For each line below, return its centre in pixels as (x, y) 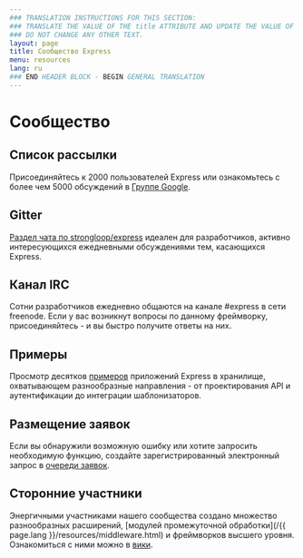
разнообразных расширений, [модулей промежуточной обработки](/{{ (148, 525)
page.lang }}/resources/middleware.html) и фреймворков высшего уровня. (152, 534)
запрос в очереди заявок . (60, 465)
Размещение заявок (70, 424)
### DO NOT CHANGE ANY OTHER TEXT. (77, 34)
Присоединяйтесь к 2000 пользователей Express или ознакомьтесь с (145, 177)
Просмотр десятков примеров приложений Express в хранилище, (137, 377)
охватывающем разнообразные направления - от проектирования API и (150, 386)
